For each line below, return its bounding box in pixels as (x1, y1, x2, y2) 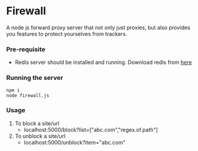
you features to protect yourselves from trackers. (6, 30, 127, 37)
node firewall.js (6, 93, 50, 98)
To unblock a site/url (14, 132, 66, 140)
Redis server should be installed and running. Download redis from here (14, 58, 193, 66)
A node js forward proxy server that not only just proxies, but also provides (6, 24, 190, 31)
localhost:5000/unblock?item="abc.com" (23, 138, 126, 146)
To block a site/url (14, 119, 60, 127)
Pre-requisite (6, 45, 46, 53)
